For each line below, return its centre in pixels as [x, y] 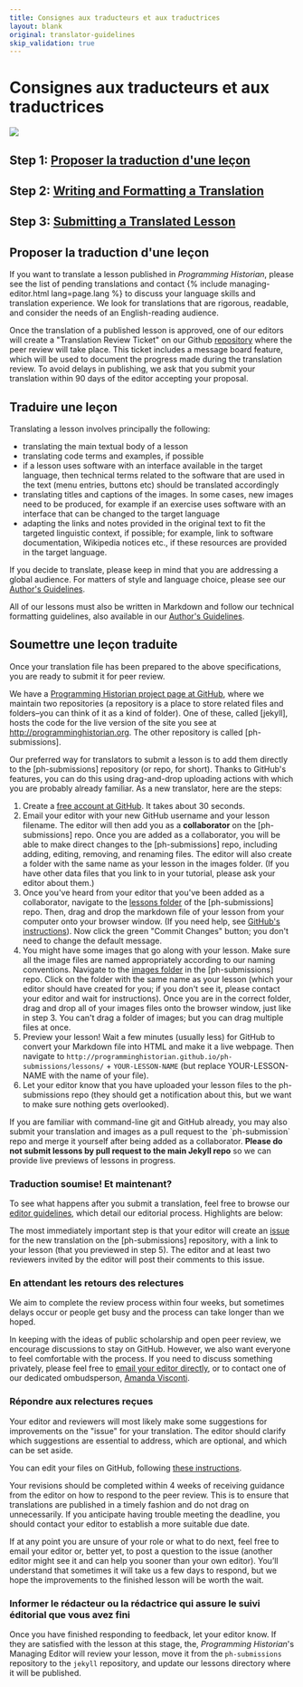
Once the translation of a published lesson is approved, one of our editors [147, 331]
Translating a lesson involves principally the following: [110, 429]
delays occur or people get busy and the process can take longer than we [147, 1312]
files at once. [47, 1027]
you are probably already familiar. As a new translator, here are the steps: [146, 788]
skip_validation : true [52, 43]
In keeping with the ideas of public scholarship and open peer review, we [146, 1340]
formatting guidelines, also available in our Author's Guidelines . [127, 616]
